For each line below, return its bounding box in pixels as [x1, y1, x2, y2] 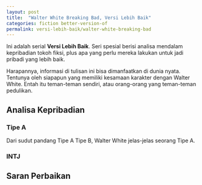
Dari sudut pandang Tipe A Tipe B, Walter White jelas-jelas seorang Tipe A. [6, 137, 195, 144]
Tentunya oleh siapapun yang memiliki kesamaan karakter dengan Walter [6, 74, 190, 81]
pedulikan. [6, 87, 33, 95]
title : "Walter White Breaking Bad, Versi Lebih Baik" [6, 15, 151, 21]
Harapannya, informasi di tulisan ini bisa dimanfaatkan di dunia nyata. [6, 68, 181, 75]
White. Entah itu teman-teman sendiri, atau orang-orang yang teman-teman [6, 81, 197, 88]
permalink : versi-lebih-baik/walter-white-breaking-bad [6, 26, 151, 32]
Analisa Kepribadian [6, 104, 85, 115]
